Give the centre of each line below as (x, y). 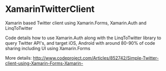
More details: (19, 58)
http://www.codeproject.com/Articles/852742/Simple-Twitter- (96, 58)
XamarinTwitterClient (50, 9)
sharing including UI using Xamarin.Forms (48, 48)
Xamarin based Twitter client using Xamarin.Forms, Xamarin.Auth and (76, 23)
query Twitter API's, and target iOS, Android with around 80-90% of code (80, 43)
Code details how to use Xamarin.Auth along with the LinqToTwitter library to (83, 38)
